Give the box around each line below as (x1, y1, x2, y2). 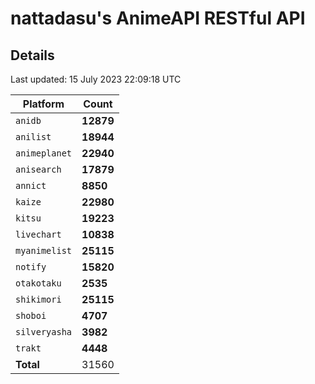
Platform (22, 97, 65, 111)
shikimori (15, 294, 62, 305)
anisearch (15, 164, 62, 175)
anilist (15, 132, 52, 142)
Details (10, 47, 55, 64)
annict (15, 180, 47, 191)
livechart (15, 229, 62, 240)
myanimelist (15, 245, 73, 256)
